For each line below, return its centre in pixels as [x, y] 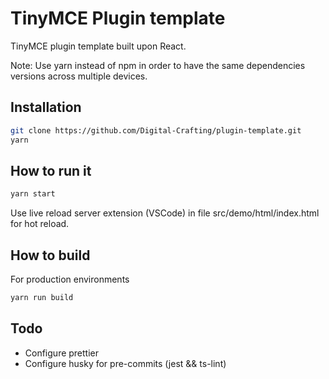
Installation [46, 107]
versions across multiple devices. [79, 76]
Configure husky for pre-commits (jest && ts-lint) [125, 363]
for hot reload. [40, 224]
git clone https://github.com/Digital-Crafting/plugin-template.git [156, 130]
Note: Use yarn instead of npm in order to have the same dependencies [158, 65]
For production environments [70, 279]
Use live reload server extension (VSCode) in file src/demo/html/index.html [165, 213]
